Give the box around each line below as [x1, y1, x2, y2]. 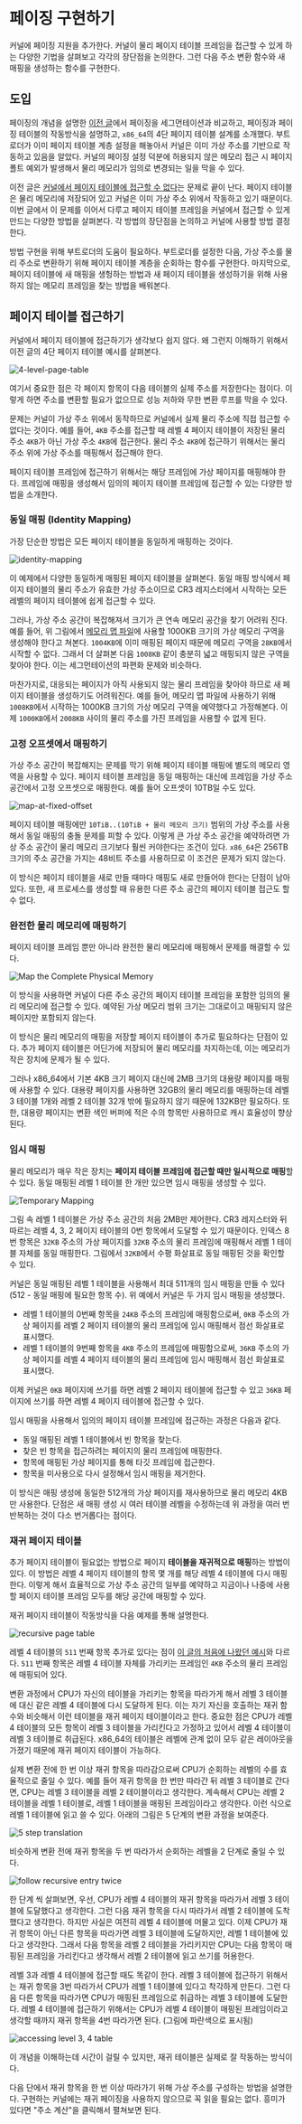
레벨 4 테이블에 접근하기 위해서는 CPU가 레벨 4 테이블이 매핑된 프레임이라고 [21, 2004, 288, 2015]
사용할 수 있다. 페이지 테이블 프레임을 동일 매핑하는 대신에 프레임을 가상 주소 [25, 771, 293, 782]
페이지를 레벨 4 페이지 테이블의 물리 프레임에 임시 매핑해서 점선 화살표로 [32, 1353, 286, 1365]
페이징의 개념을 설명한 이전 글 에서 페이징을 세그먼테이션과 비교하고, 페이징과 [9, 117, 277, 127]
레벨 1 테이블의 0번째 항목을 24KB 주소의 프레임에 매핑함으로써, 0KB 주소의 [22, 1308, 280, 1320]
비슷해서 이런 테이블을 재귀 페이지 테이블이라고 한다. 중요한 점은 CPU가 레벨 [25, 1711, 293, 1722]
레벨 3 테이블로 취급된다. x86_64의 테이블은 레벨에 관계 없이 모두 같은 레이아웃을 [9, 1734, 294, 1744]
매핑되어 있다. [18, 1669, 68, 1680]
